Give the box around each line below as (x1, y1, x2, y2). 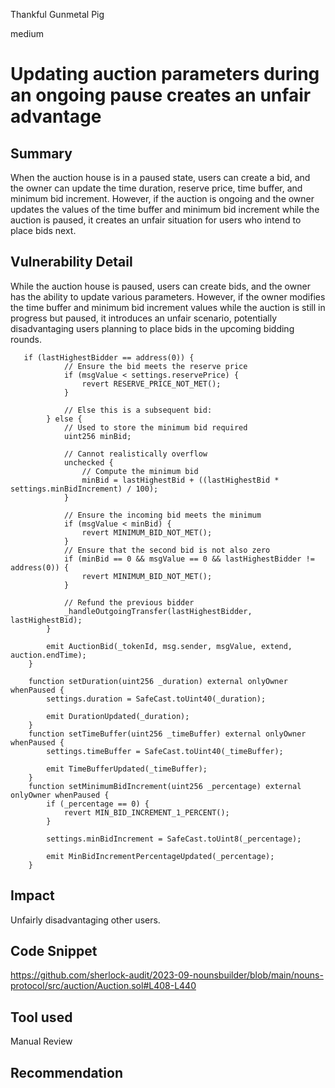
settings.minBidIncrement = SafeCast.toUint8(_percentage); (46, 834, 302, 844)
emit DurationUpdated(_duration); (46, 711, 190, 721)
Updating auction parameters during (10, 63, 320, 86)
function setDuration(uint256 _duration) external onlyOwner (28, 676, 288, 686)
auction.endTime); (10, 650, 87, 660)
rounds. (10, 333, 42, 345)
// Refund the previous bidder (63, 597, 195, 608)
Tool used (10, 1009, 73, 1026)
